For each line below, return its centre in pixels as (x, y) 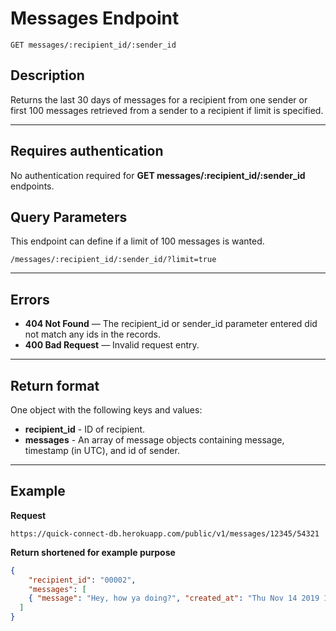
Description (47, 75)
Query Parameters (69, 217)
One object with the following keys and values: (106, 410)
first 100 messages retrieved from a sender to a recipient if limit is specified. (167, 110)
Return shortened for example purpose (93, 552)
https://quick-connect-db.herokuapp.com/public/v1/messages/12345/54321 (165, 533)
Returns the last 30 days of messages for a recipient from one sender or (159, 99)
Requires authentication (87, 151)
